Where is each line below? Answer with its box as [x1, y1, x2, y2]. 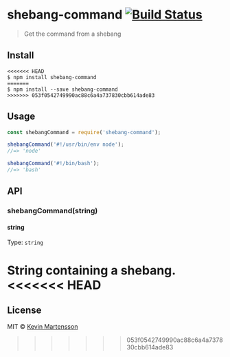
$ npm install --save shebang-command [7, 86, 118, 93]
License [7, 305, 42, 316]
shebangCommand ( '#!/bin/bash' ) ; [7, 160, 100, 167]
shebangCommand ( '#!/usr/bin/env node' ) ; [7, 141, 125, 148]
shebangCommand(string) [7, 206, 98, 216]
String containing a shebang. [7, 262, 176, 278]
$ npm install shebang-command [7, 74, 97, 80]
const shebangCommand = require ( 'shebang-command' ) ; [7, 129, 161, 136]
